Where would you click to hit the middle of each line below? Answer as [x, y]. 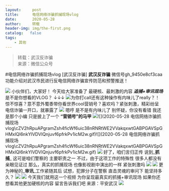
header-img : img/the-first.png [38, 29]
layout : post [23, 10]
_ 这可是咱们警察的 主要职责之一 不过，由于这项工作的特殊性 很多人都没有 [86, 158]
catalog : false [23, 33]
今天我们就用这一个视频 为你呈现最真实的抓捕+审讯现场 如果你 [92, 177]
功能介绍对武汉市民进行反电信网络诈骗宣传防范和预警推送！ [67, 80]
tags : [11, 38]
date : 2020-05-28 [30, 19]
